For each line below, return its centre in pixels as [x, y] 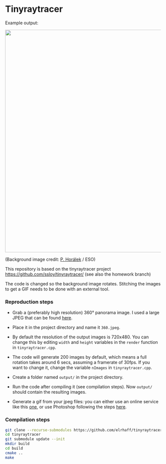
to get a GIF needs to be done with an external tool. [57, 289]
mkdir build [17, 444]
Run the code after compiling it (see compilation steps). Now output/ [82, 387]
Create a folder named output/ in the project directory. [68, 377]
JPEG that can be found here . [42, 318]
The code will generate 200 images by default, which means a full [79, 357]
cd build [14, 449]
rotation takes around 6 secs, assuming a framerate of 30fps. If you [81, 363]
